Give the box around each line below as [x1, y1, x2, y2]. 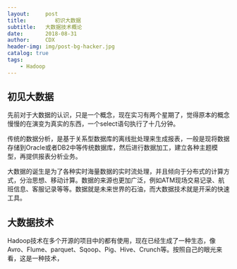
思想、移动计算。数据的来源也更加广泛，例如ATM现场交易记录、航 [31, 176, 225, 184]
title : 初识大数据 [7, 17, 81, 24]
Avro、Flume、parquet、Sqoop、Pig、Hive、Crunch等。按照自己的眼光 [7, 245, 217, 254]
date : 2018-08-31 [7, 30, 78, 37]
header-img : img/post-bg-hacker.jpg [7, 43, 115, 50]
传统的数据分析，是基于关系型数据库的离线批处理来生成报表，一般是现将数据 [7, 135, 230, 143]
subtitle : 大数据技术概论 [7, 23, 83, 30]
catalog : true [7, 50, 49, 57]
